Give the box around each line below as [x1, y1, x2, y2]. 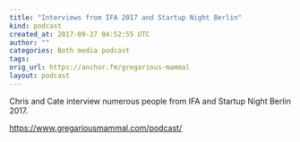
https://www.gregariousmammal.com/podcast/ [9, 122, 183, 133]
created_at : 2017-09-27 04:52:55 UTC [9, 29, 150, 38]
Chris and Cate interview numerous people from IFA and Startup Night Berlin [9, 96, 291, 106]
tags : [9, 54, 30, 63]
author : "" [9, 38, 50, 47]
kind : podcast [9, 21, 63, 30]
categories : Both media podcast [9, 46, 130, 55]
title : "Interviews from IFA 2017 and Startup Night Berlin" [9, 13, 243, 22]
